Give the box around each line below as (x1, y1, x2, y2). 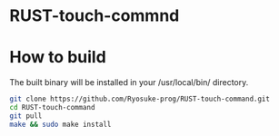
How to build (9, 47, 106, 68)
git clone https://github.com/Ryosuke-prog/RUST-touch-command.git (9, 94, 271, 104)
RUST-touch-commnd (9, 5, 180, 26)
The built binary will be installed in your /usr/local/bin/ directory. (9, 77, 249, 88)
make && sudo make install (9, 120, 112, 129)
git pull (9, 111, 43, 121)
